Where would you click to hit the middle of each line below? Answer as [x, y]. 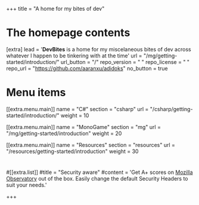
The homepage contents [68, 33]
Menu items [36, 93]
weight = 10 [75, 115]
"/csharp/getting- [171, 109]
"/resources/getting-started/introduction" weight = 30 [72, 151]
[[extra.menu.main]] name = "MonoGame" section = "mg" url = [83, 127]
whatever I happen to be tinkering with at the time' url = [74, 56]
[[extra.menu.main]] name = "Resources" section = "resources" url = [91, 145]
